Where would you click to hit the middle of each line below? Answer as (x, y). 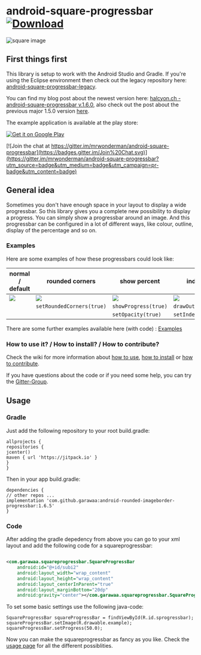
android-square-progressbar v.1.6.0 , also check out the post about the (93, 104)
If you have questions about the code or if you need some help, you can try (99, 375)
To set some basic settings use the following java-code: (75, 607)
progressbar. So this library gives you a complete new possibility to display (98, 211)
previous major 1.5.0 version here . (48, 111)
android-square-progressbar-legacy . (51, 86)
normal (19, 273)
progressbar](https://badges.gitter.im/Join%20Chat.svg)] (77, 152)
